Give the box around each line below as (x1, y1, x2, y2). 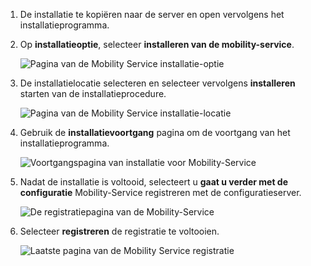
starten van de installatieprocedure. (19, 88, 167, 99)
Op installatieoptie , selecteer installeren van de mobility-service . (19, 39, 295, 50)
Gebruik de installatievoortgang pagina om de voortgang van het (19, 127, 291, 138)
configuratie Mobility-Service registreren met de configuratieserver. (19, 187, 302, 198)
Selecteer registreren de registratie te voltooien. (19, 225, 220, 237)
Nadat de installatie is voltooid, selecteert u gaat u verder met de (19, 176, 288, 188)
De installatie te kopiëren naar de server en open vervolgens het (19, 9, 285, 20)
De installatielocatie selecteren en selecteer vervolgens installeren (19, 77, 296, 89)
